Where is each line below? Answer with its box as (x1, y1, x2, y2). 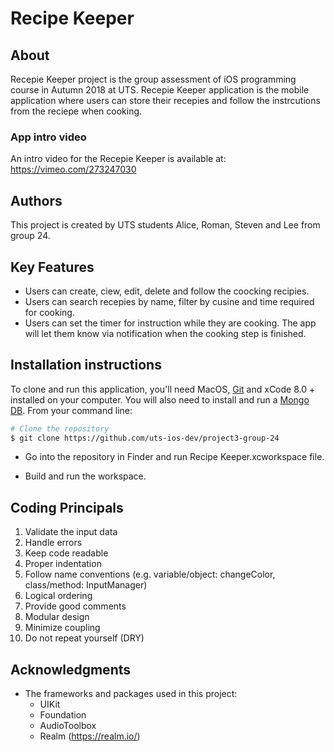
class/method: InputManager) (24, 579, 148, 591)
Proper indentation (24, 558, 102, 570)
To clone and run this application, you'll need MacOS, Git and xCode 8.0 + (10, 383, 316, 395)
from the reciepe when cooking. (10, 105, 143, 117)
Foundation (39, 709, 87, 721)
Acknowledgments (10, 661, 132, 678)
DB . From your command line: (10, 404, 133, 416)
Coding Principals (10, 499, 124, 516)
